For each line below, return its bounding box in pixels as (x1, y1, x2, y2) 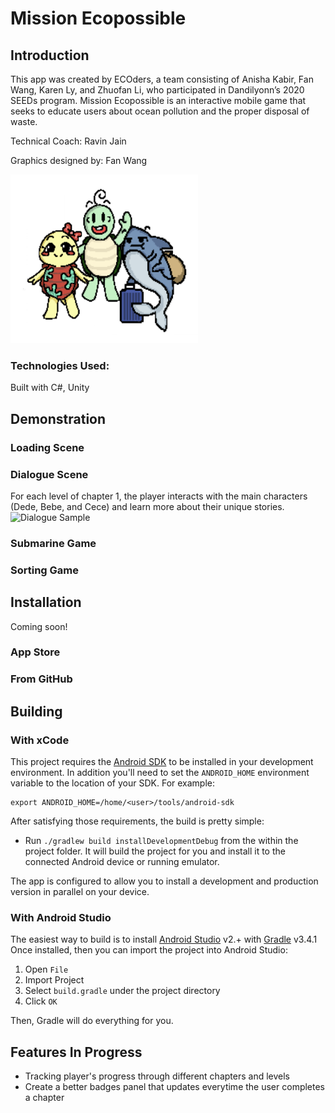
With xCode (10, 733, 70, 747)
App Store (10, 645, 61, 659)
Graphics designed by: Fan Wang (10, 155, 148, 166)
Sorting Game (10, 563, 79, 577)
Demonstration (10, 410, 107, 427)
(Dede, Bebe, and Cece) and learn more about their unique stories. (10, 500, 285, 512)
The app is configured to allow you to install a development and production (10, 875, 319, 887)
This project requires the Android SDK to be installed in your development (10, 756, 314, 768)
